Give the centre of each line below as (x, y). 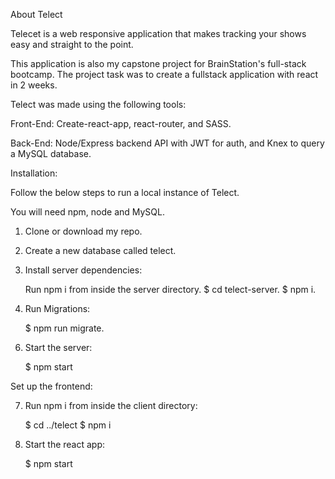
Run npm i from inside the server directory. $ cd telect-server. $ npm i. (170, 289)
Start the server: (58, 347)
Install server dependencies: (83, 270)
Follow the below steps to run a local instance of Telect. (125, 192)
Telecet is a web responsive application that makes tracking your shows (158, 33)
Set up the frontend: (51, 386)
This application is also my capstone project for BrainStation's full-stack (158, 63)
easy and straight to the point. (72, 44)
